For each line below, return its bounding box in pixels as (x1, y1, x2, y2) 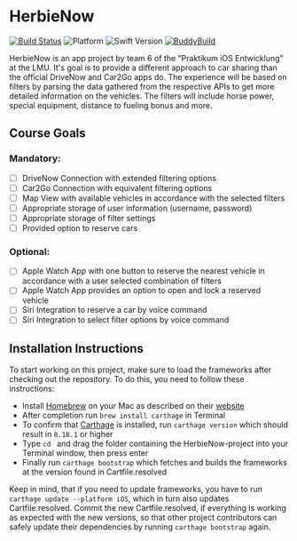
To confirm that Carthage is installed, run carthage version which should (21, 419, 288, 430)
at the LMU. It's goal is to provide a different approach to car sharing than (9, 62, 277, 73)
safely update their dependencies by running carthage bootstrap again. (9, 521, 271, 532)
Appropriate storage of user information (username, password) (21, 203, 253, 213)
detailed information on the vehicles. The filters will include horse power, (9, 91, 275, 101)
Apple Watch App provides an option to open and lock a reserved (21, 285, 262, 296)
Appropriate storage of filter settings (21, 212, 156, 223)
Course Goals (9, 126, 86, 141)
